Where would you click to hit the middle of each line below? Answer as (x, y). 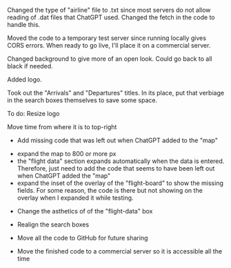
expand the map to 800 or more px (67, 154)
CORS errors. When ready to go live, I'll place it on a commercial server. (109, 45)
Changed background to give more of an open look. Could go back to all (110, 59)
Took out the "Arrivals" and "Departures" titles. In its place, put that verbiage (116, 93)
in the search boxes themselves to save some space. (82, 100)
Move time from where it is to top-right (62, 127)
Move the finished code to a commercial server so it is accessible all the (120, 251)
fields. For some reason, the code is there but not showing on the (110, 190)
